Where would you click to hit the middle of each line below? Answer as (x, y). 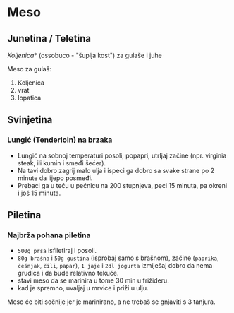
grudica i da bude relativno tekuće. (68, 273)
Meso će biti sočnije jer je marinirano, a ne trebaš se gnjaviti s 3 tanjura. (111, 302)
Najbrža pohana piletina (49, 235)
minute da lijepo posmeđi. (55, 178)
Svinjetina (30, 120)
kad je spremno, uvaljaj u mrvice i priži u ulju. (83, 288)
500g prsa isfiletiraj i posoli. (57, 251)
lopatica (29, 98)
